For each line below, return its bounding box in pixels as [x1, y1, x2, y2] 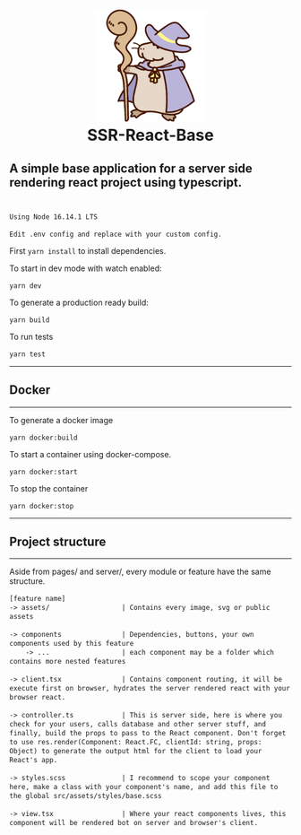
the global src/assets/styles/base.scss [9, 792, 163, 801]
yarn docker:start [9, 467, 78, 476]
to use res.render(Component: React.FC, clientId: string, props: [9, 738, 262, 747]
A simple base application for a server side [9, 161, 253, 176]
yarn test [9, 350, 47, 359]
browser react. [9, 693, 66, 702]
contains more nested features [9, 657, 126, 666]
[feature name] [9, 595, 66, 604]
